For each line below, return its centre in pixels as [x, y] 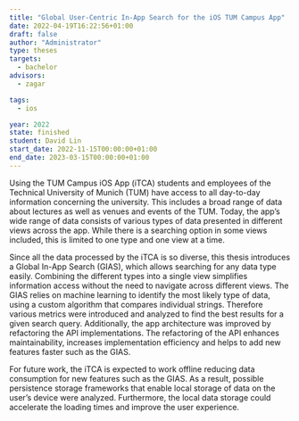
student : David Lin [46, 141]
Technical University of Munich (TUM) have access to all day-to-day [135, 192]
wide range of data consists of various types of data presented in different [146, 220]
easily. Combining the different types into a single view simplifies [129, 276]
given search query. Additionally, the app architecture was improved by [140, 323]
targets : [25, 59]
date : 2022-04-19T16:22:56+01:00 [71, 26]
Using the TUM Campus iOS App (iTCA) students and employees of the [141, 183]
